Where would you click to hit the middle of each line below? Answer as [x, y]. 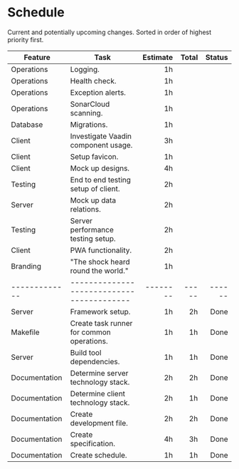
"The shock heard [100, 262]
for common [91, 332]
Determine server [99, 373]
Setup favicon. [94, 156]
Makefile [26, 332]
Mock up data [93, 200]
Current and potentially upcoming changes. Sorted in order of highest [110, 32]
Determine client [98, 393]
